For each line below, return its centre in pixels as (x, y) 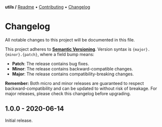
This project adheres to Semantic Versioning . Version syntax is (68, 49)
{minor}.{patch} (21, 55)
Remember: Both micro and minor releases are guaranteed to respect (74, 83)
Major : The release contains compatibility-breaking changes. (73, 74)
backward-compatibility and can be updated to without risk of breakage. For (81, 88)
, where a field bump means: (66, 54)
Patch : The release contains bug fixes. (51, 63)
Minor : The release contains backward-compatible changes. (72, 69)
